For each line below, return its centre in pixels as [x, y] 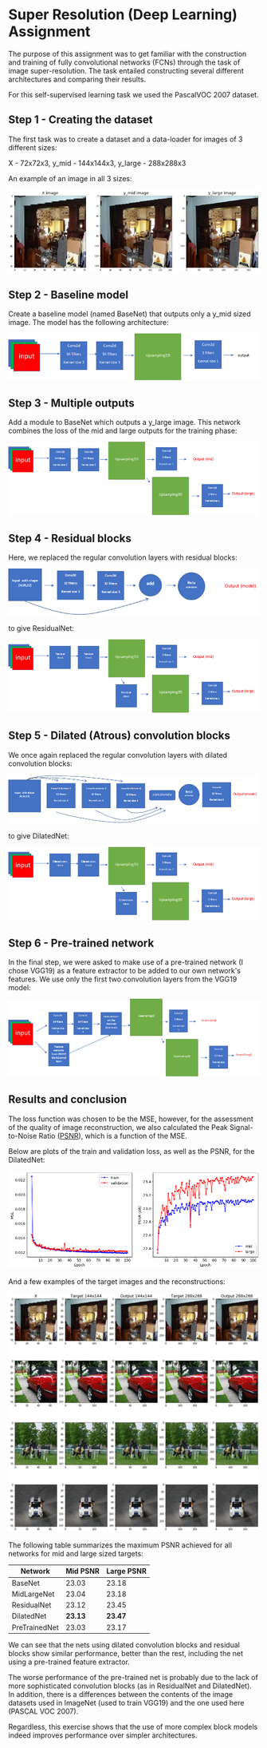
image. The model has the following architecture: [88, 323]
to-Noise [23, 1136]
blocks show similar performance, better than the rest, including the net [126, 1654]
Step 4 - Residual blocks [70, 538]
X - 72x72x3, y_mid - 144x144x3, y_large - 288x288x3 [97, 163]
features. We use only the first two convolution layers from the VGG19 [123, 979]
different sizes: [33, 147]
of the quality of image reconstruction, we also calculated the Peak [118, 1127]
